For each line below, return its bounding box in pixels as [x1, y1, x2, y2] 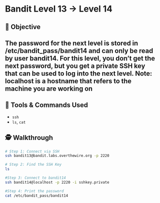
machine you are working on [5, 84, 93, 93]
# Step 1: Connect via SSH [5, 149, 60, 154]
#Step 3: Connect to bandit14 [5, 175, 66, 180]
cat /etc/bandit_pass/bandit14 [5, 193, 68, 198]
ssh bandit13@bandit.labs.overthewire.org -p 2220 [5, 154, 110, 158]
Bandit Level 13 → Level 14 [5, 3, 112, 15]
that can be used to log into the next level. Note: [5, 69, 153, 78]
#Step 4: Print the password [5, 188, 64, 193]
